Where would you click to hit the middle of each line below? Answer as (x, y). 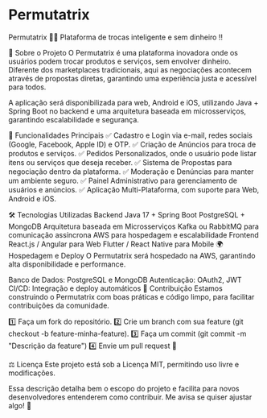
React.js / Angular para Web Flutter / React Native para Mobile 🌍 (116, 244)
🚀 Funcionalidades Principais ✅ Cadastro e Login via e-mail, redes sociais (131, 135)
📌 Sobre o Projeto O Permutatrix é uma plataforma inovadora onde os (123, 52)
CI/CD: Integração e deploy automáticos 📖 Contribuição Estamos (115, 288)
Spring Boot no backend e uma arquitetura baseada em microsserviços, (127, 111)
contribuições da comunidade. (59, 305)
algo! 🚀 (20, 405)
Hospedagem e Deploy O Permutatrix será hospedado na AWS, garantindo (132, 255)
